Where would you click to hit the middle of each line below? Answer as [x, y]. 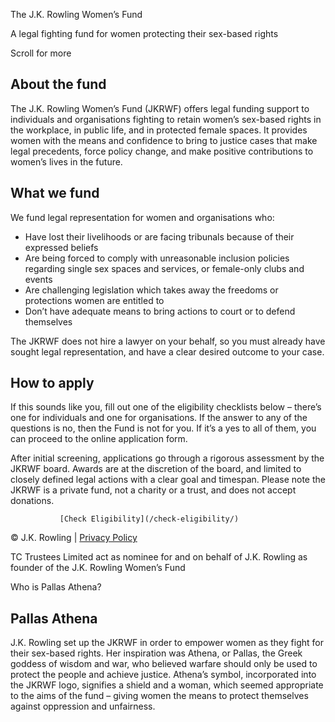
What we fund [55, 193]
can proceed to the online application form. [99, 439]
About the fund [58, 84]
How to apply [52, 383]
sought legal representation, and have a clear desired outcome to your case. [167, 351]
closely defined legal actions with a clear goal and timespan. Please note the [168, 480]
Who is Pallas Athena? [56, 587]
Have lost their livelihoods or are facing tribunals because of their [159, 236]
